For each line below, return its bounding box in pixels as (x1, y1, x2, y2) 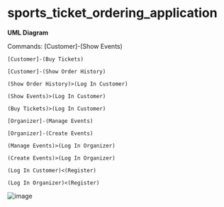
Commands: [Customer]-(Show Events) (7, 42, 123, 50)
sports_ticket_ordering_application (7, 5, 218, 21)
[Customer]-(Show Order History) (7, 68, 106, 75)
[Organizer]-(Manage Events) (7, 117, 94, 124)
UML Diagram (7, 28, 48, 37)
